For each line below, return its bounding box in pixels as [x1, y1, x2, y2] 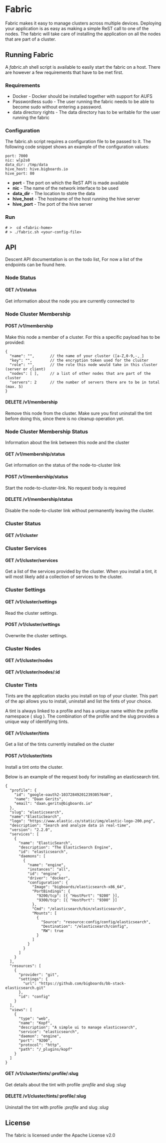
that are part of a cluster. [5, 36, 56, 42]
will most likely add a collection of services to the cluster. [5, 574, 123, 580]
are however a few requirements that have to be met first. [5, 69, 123, 75]
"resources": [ [9, 963, 41, 968]
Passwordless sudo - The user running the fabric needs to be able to [12, 99, 154, 105]
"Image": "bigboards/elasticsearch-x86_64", [31, 884, 126, 889]
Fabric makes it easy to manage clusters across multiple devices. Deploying [5, 20, 161, 26]
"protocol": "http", [18, 1042, 61, 1047]
